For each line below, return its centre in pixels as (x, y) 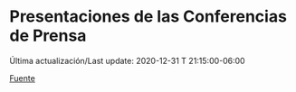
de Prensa (48, 36)
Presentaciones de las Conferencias (148, 17)
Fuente (23, 78)
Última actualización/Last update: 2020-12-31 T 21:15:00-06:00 (128, 60)
